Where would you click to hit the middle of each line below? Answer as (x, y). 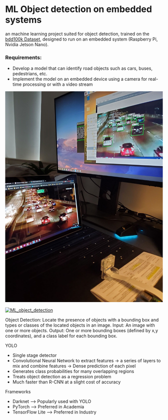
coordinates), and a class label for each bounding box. (61, 336)
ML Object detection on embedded (79, 9)
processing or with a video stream (58, 84)
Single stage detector (34, 355)
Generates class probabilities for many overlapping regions (73, 371)
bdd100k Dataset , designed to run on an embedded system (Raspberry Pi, (81, 39)
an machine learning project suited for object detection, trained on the (77, 34)
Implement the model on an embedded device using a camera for (80, 79)
